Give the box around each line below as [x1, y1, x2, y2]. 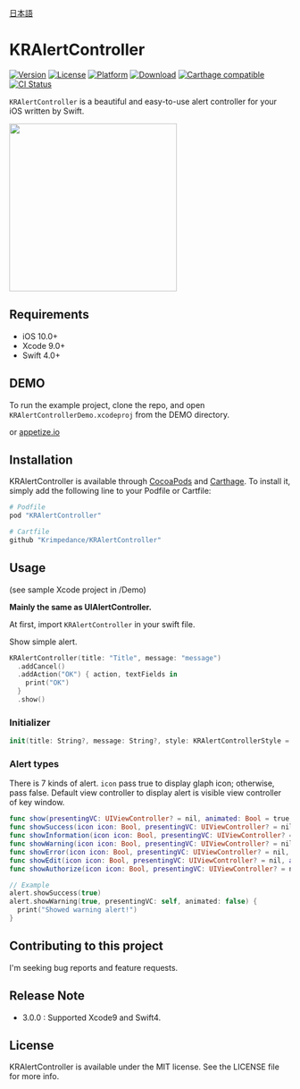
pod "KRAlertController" [9, 511, 102, 521]
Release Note [9, 988, 85, 1004]
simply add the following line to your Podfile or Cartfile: [9, 486, 212, 497]
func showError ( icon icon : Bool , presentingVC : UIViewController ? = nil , [9, 847, 290, 856]
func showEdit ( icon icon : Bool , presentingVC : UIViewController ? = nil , [9, 855, 286, 865]
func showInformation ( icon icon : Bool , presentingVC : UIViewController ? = [9, 831, 294, 840]
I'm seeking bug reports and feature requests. [9, 962, 179, 973]
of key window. [9, 797, 65, 808]
